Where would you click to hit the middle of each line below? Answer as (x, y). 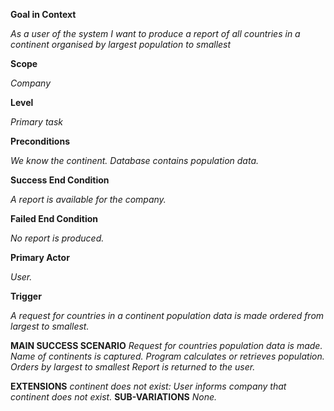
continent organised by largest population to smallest (121, 44)
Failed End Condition (54, 218)
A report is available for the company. (88, 199)
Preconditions (40, 141)
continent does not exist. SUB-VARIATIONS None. (114, 397)
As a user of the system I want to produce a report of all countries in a (155, 33)
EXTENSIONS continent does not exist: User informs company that (148, 386)
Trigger (26, 296)
